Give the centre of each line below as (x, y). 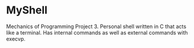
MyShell (27, 10)
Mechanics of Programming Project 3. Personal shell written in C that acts (96, 26)
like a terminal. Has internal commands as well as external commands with (97, 32)
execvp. (16, 39)
